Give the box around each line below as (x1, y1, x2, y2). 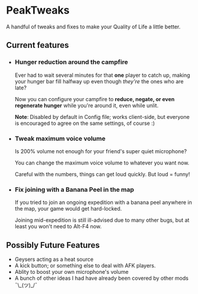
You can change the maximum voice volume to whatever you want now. (14, 159, 190, 166)
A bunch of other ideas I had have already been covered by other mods (14, 274, 189, 282)
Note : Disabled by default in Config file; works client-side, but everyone (14, 113, 190, 120)
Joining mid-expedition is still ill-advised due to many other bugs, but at (14, 217, 190, 224)
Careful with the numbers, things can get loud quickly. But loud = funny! (14, 170, 190, 177)
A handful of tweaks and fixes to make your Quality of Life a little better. (6, 23, 181, 30)
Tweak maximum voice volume (14, 134, 106, 143)
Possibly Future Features (6, 240, 100, 250)
